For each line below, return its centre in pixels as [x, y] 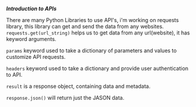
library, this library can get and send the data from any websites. [85, 26]
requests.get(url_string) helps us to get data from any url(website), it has [98, 33]
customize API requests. [36, 57]
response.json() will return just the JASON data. [65, 98]
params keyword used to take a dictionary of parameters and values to [91, 51]
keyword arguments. [31, 39]
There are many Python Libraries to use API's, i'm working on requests [93, 20]
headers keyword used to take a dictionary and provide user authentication [97, 68]
